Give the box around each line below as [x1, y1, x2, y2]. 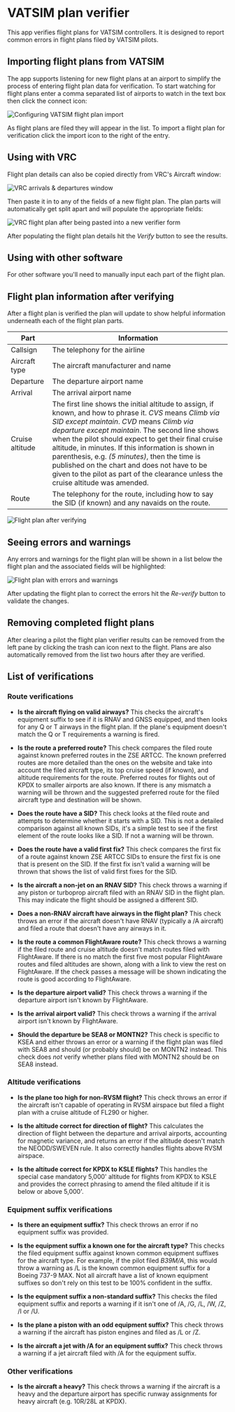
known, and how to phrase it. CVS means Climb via [52, 408, 220, 418]
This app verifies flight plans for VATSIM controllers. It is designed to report [7, 28, 225, 36]
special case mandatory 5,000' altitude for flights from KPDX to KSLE [17, 1172, 217, 1181]
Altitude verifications [7, 1077, 82, 1087]
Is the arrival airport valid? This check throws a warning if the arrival [17, 1009, 217, 1018]
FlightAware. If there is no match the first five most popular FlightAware [17, 953, 223, 961]
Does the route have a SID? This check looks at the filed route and [17, 809, 210, 818]
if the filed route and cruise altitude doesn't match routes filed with [17, 945, 210, 953]
